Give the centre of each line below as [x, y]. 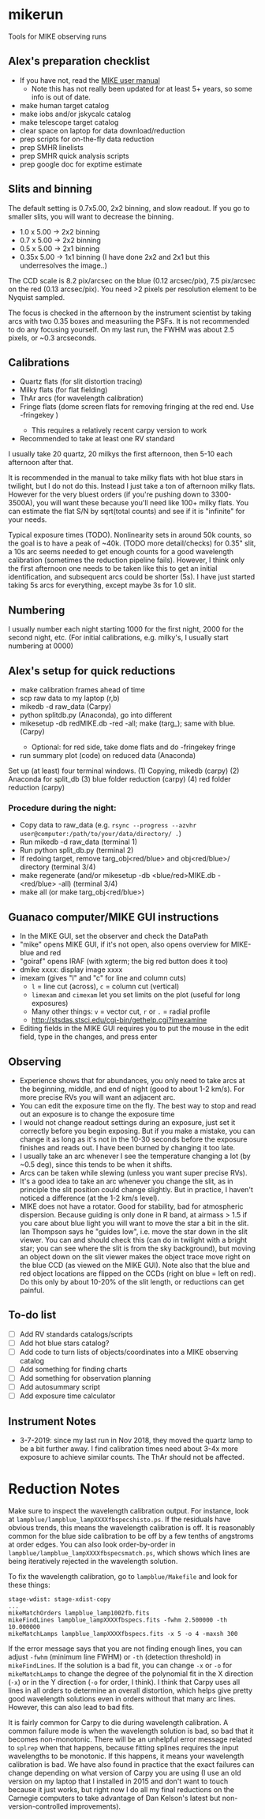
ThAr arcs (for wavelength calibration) [81, 398]
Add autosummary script [60, 1387]
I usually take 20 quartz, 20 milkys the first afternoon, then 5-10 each [120, 454]
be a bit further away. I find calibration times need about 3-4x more [129, 1448]
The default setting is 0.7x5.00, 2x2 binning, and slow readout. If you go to [129, 208]
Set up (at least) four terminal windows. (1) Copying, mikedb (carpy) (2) [124, 771]
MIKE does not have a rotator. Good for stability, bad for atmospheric [131, 1206]
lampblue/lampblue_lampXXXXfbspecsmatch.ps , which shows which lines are [129, 1552]
